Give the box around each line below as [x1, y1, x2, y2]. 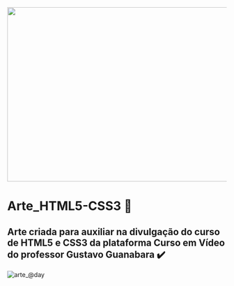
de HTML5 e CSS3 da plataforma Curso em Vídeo [7, 236, 225, 248]
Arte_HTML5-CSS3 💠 [7, 198, 132, 214]
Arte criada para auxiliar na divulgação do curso [7, 226, 221, 238]
